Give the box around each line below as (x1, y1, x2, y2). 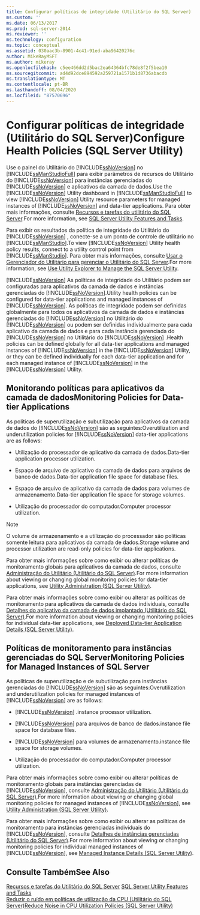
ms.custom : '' (6, 14, 42, 20)
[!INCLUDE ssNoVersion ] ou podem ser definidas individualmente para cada (6, 321, 193, 328)
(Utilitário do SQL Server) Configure (6, 131, 185, 145)
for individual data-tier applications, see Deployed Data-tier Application (6, 619, 182, 626)
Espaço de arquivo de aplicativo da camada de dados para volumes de (14, 485, 190, 492)
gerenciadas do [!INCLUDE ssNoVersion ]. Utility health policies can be (6, 289, 177, 296)
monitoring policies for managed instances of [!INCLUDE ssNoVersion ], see (6, 800, 191, 807)
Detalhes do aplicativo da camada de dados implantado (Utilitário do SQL (6, 606, 187, 614)
